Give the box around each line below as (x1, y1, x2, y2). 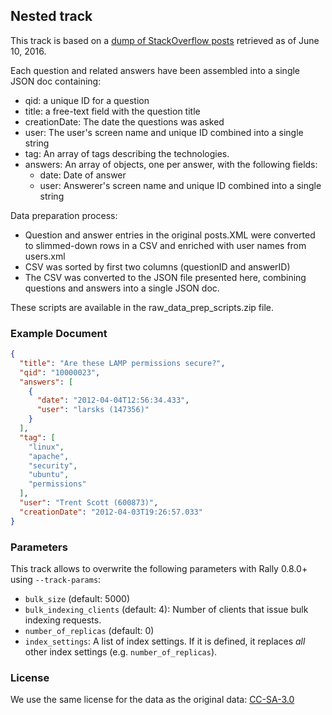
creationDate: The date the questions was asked (24, 115, 225, 128)
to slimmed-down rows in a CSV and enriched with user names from (24, 239, 307, 251)
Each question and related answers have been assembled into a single (10, 64, 301, 76)
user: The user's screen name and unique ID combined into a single (24, 126, 304, 138)
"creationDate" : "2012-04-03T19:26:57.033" (19, 507, 203, 517)
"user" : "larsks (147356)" (36, 405, 150, 415)
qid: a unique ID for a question (24, 94, 150, 106)
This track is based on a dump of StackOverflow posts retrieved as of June (10, 34, 320, 46)
